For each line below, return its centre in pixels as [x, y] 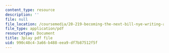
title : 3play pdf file [29, 38]
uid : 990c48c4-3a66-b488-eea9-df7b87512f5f [52, 43]
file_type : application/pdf [35, 29]
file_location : [21, 24]
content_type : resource [30, 10]
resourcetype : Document [30, 33]
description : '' [22, 15]
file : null [17, 19]
